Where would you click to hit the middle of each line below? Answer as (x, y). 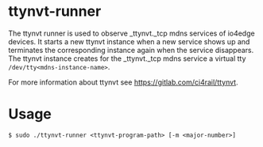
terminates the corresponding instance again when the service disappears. (131, 50)
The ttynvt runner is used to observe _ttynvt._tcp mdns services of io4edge (132, 33)
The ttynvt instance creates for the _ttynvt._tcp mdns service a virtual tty (127, 58)
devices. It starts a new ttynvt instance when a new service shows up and (129, 41)
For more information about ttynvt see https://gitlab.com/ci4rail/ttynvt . (123, 82)
